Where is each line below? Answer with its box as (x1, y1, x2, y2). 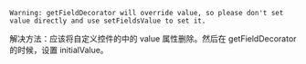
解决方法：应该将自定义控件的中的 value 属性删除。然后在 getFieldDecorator (9, 33, 297, 44)
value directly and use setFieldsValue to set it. (9, 16, 206, 25)
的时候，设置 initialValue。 (9, 45, 109, 55)
